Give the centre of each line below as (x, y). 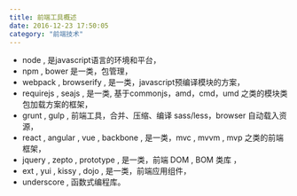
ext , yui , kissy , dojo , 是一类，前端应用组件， (106, 171)
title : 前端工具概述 (43, 17)
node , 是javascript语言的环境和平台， (91, 60)
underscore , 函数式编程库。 (74, 182)
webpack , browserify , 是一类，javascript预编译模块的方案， (133, 82)
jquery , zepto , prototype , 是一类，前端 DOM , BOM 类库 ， (132, 160)
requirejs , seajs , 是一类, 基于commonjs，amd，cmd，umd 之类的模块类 (155, 93)
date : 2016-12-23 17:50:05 (59, 26)
